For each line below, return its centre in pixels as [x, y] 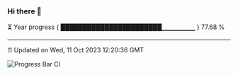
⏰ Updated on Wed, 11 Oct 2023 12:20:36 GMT [75, 50]
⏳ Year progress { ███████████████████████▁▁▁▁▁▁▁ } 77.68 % [116, 27]
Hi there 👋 [25, 11]
